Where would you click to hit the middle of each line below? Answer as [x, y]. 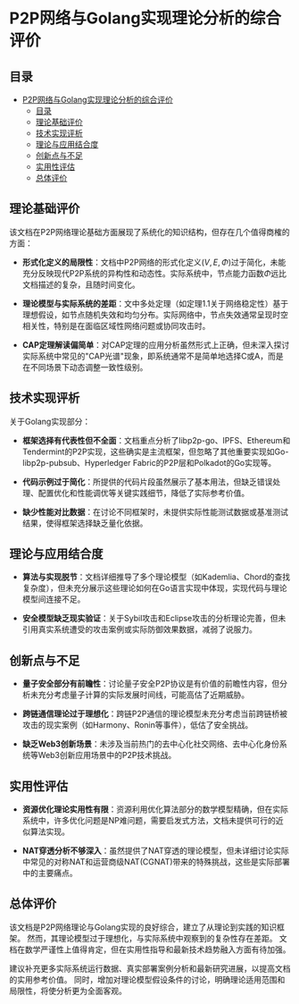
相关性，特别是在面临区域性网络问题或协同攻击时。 [116, 325]
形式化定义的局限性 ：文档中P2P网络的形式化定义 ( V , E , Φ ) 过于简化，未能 [154, 262]
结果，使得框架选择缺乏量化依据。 [85, 523]
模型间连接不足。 [54, 599]
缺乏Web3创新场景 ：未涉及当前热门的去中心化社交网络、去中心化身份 [150, 744]
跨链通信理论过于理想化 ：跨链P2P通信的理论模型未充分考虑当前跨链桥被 [155, 714]
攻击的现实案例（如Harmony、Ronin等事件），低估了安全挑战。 [137, 725]
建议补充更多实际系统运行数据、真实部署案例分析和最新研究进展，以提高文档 [150, 968]
